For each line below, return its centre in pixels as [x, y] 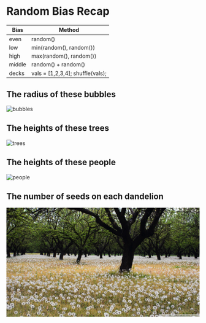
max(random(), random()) [64, 56]
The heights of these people [61, 162]
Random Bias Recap [58, 11]
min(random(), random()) [63, 47]
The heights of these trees [58, 128]
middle [17, 64]
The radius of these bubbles [61, 94]
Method [69, 30]
